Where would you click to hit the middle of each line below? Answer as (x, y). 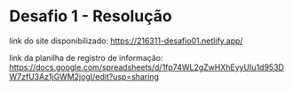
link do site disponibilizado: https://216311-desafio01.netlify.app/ (126, 41)
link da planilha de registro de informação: (86, 57)
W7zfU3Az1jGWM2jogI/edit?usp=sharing (84, 76)
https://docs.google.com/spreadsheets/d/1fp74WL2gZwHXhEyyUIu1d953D (146, 67)
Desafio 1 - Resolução (91, 16)
